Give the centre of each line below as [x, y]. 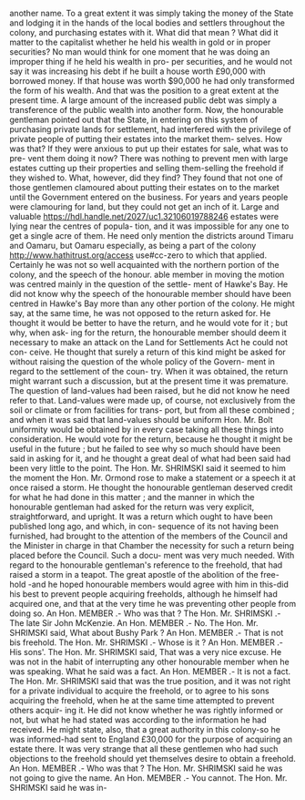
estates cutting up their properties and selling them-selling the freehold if [147, 168]
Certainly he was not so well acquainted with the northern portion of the [144, 265]
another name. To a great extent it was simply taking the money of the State [152, 13]
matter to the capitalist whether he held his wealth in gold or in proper [140, 42]
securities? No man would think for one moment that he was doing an [140, 52]
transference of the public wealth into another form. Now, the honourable [147, 110]
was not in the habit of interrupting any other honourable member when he [149, 662]
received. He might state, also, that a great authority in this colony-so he [145, 729]
